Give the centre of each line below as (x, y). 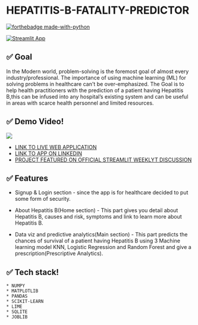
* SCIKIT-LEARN (25, 302)
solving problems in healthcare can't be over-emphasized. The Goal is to (95, 84)
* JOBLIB (17, 317)
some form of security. (43, 199)
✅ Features (27, 178)
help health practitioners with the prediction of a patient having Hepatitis (95, 90)
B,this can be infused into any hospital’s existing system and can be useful (97, 96)
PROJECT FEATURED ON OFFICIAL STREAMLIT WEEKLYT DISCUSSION (103, 160)
